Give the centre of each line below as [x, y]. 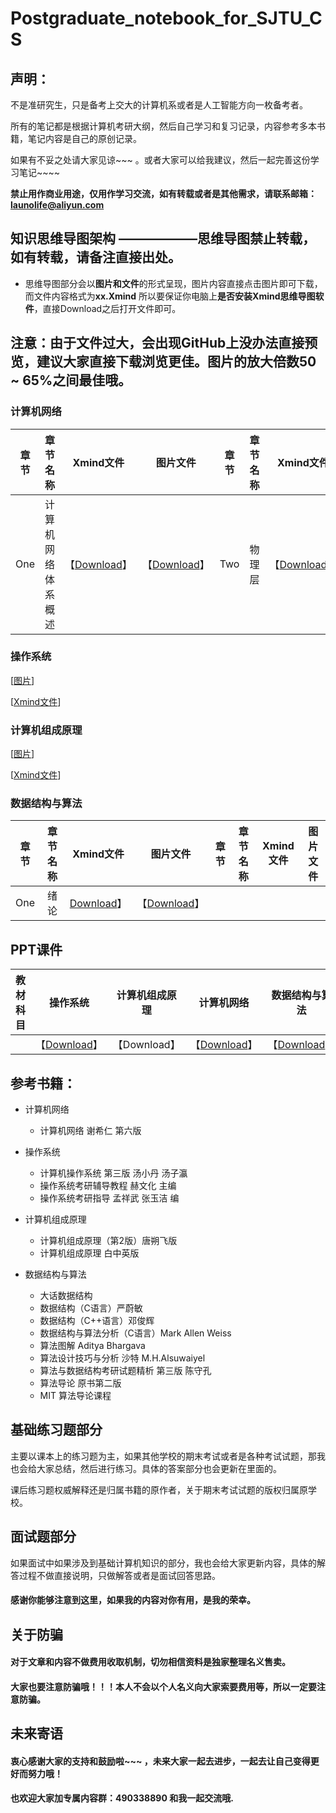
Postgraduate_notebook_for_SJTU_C [166, 18]
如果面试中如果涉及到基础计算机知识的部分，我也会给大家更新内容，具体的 [163, 1563]
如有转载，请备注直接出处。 [96, 257]
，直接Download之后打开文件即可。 [107, 308]
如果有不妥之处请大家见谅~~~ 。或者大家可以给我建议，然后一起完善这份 [160, 160]
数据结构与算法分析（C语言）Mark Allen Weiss [135, 1333]
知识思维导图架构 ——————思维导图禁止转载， [163, 238]
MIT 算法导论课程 [75, 1396]
